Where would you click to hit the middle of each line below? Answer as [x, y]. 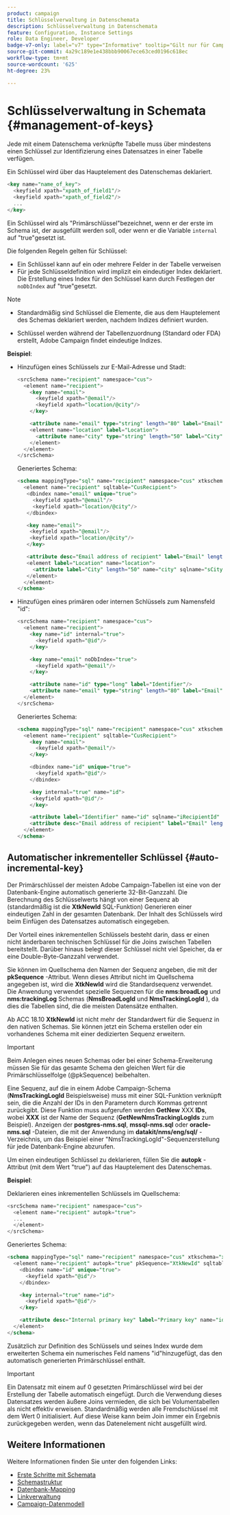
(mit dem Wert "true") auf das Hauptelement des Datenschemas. [121, 1167]
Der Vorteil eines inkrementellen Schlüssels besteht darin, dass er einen [108, 934]
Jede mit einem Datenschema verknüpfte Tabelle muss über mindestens [109, 144]
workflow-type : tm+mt [38, 58]
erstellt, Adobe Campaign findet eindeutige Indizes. [89, 340]
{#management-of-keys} [80, 125]
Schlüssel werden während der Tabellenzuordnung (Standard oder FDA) [119, 333]
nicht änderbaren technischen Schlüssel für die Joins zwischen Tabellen [110, 942]
